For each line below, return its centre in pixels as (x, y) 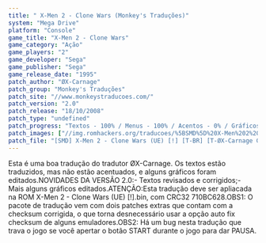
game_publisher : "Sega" (47, 67)
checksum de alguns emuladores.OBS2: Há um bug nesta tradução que (125, 222)
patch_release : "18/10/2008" (56, 112)
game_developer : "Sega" (47, 60)
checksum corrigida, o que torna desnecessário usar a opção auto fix (122, 214)
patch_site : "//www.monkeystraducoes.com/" (81, 97)
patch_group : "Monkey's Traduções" (67, 89)
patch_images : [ (35, 133)
